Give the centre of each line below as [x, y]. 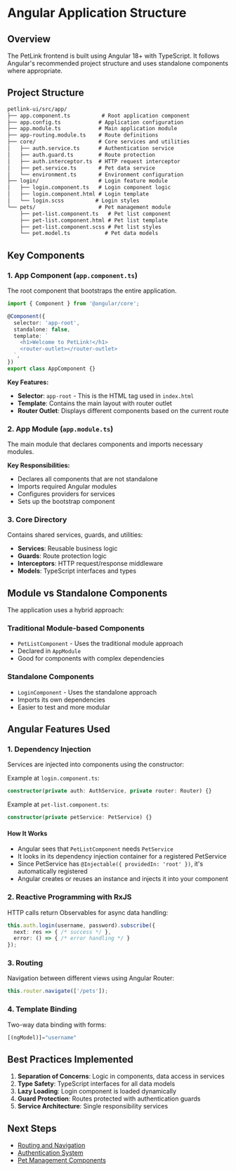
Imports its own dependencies [61, 700]
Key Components [46, 255]
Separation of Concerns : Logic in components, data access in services [121, 1076]
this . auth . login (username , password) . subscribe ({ [81, 925]
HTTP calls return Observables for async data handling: [88, 912]
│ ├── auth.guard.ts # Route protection [81, 155]
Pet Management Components [62, 1160]
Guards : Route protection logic [62, 556]
